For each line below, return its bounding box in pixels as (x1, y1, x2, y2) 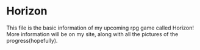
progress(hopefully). (6, 37, 58, 44)
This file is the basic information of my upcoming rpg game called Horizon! (6, 24, 194, 31)
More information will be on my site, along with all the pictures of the (6, 30, 179, 37)
